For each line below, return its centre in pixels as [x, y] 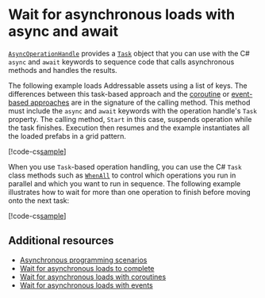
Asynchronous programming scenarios [83, 260]
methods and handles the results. [63, 70]
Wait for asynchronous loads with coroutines [93, 277]
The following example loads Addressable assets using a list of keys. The [128, 86]
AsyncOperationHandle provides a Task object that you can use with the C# [129, 53]
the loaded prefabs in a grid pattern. [67, 136]
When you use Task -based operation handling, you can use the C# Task [125, 166]
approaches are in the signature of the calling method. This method [140, 102]
